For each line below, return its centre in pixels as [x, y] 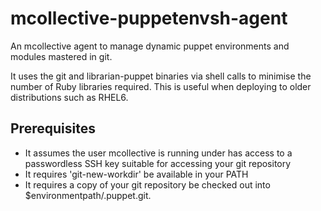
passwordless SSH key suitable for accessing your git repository [158, 163]
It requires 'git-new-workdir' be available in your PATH [136, 174]
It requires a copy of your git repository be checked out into [147, 184]
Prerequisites [53, 128]
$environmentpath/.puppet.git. [88, 195]
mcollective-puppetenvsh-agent [149, 18]
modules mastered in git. [61, 56]
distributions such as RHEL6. [69, 97]
